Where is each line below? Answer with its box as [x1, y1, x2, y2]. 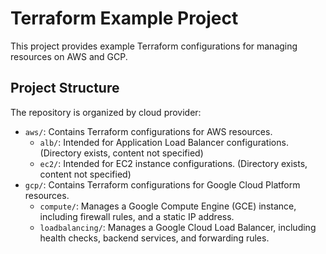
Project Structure [10, 80, 120, 97]
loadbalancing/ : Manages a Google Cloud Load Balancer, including [39, 221, 317, 233]
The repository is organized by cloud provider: [10, 106, 202, 118]
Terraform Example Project [10, 7, 239, 30]
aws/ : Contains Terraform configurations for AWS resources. [24, 125, 273, 137]
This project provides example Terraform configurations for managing [10, 40, 298, 52]
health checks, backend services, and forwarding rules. [39, 232, 270, 244]
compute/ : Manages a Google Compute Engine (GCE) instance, [39, 200, 297, 212]
